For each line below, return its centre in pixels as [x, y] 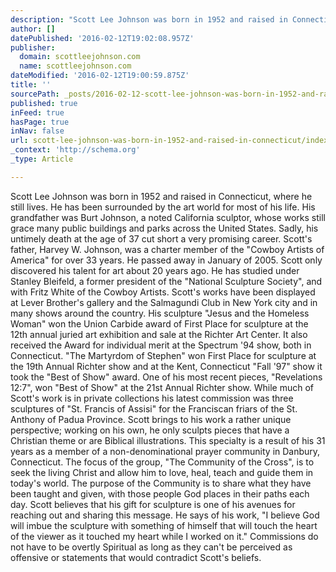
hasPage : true [40, 122]
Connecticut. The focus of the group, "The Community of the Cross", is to [162, 462]
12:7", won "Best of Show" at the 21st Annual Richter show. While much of [162, 387]
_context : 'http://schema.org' [75, 150]
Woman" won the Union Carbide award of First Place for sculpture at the [159, 323]
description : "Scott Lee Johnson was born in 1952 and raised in [149, 19]
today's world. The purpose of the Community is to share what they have [161, 483]
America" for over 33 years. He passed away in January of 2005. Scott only [166, 260]
